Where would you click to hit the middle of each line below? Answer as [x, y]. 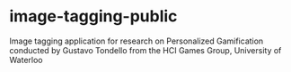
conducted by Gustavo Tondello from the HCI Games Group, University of [145, 50]
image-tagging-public [93, 16]
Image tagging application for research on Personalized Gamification [137, 41]
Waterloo [26, 60]
